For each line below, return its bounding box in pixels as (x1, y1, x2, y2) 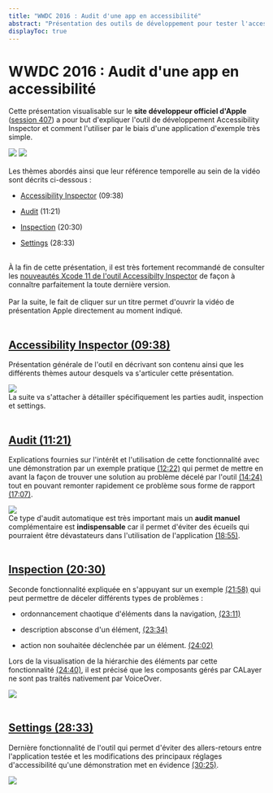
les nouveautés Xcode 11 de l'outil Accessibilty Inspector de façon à (8, 271, 236, 281)
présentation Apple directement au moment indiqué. (8, 306, 183, 316)
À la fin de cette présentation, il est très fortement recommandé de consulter (8, 262, 266, 273)
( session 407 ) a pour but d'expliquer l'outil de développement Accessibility (8, 115, 260, 125)
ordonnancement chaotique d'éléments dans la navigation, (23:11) (19, 608, 241, 619)
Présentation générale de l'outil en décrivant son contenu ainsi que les (8, 360, 245, 370)
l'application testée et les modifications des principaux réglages (8, 751, 223, 761)
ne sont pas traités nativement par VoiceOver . (8, 673, 162, 683)
